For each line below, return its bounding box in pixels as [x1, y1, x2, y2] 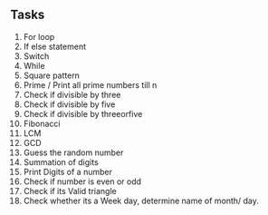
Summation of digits [23, 156, 99, 167]
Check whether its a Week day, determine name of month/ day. [23, 195, 259, 206]
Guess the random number [23, 147, 124, 158]
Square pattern [23, 70, 81, 81]
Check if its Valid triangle [23, 185, 117, 196]
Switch [23, 50, 50, 62]
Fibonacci [23, 118, 61, 129]
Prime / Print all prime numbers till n [23, 79, 158, 90]
